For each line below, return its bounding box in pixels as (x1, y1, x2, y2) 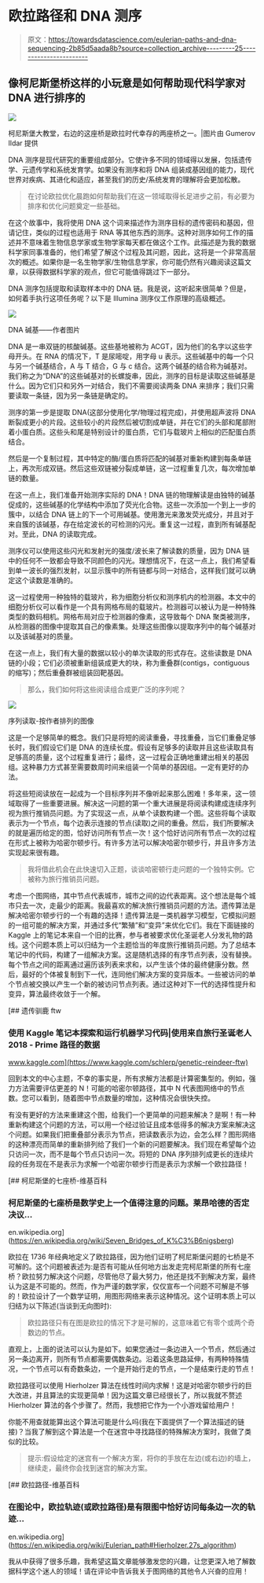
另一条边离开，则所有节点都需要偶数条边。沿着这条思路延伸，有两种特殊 (8, 1354, 242, 1364)
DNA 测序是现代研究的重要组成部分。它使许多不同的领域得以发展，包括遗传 (8, 155, 253, 164)
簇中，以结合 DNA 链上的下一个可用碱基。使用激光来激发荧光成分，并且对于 (8, 509, 255, 519)
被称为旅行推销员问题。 (27, 874, 104, 883)
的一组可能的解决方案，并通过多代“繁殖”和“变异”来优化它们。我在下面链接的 (8, 920, 255, 930)
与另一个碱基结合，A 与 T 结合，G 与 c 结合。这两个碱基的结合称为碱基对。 (8, 361, 251, 370)
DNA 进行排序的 (8, 91, 86, 105)
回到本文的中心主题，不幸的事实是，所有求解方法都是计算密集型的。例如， (8, 1074, 249, 1083)
